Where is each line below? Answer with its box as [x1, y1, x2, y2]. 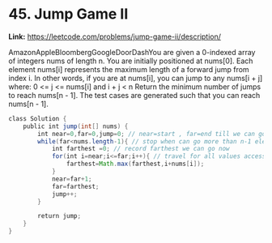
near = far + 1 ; [51, 175, 92, 183]
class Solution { [8, 114, 67, 122]
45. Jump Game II [8, 5, 129, 23]
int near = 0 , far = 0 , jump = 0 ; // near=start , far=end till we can [37, 130, 255, 138]
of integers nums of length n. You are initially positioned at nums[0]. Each [8, 56, 253, 66]
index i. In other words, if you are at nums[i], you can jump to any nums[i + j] [8, 73, 263, 83]
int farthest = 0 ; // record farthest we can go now [51, 145, 230, 153]
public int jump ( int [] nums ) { [23, 122, 129, 130]
